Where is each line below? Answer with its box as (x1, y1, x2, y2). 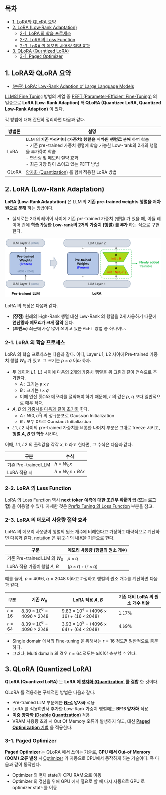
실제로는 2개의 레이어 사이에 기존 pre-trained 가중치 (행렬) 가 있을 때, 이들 (12, 215, 156, 221)
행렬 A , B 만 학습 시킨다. (12, 431, 59, 437)
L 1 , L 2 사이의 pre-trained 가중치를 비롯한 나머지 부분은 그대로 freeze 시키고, (12, 424, 161, 430)
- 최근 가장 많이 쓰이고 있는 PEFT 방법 (25, 161, 100, 167)
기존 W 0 (31, 596, 48, 604)
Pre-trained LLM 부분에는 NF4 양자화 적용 (12, 700, 95, 706)
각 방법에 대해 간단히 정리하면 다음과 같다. (5, 116, 85, 122)
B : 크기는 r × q (19, 387, 49, 393)
